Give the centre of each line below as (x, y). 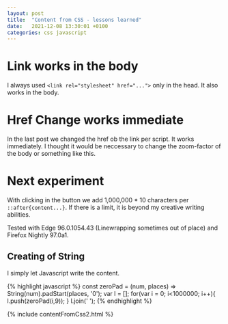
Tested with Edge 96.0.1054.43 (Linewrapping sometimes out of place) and (113, 228)
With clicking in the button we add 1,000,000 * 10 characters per (98, 200)
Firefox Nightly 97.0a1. (38, 235)
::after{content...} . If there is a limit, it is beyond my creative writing (106, 207)
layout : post (26, 13)
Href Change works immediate (96, 120)
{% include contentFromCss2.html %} (60, 314)
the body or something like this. (52, 154)
